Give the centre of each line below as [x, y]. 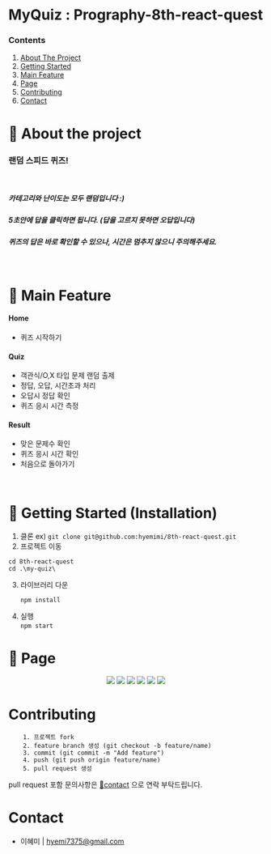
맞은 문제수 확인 [45, 444]
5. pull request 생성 [58, 769]
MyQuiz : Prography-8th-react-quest [136, 15]
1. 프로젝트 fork [49, 737]
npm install [40, 601]
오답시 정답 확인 [45, 396]
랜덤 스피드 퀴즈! [38, 160]
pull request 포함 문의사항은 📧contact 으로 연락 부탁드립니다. [106, 785]
